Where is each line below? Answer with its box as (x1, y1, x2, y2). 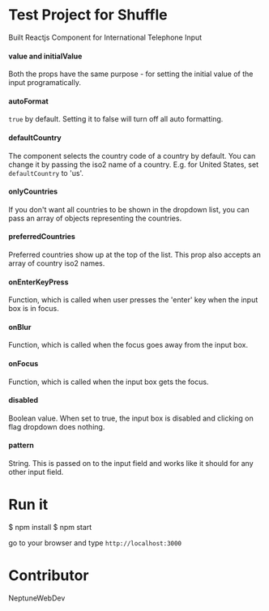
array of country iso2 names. (8, 258, 105, 268)
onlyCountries (8, 186, 58, 196)
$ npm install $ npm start (8, 522, 92, 532)
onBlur (8, 322, 32, 331)
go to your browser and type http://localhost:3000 (8, 537, 182, 548)
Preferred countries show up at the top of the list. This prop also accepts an (8, 250, 261, 259)
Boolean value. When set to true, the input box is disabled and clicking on (8, 413, 254, 423)
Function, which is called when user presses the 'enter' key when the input (8, 295, 258, 305)
